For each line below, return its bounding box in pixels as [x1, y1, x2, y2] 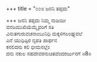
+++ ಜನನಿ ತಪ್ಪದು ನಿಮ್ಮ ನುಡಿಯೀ [6, 17, 66, 24]
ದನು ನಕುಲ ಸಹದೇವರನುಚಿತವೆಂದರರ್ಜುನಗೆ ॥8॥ [6, 50, 92, 57]
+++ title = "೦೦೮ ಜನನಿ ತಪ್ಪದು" [6, 5, 71, 12]
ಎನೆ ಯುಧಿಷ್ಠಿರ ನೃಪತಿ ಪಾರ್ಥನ [6, 37, 58, 44]
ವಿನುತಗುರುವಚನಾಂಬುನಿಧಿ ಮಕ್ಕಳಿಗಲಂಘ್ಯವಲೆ [6, 30, 83, 37]
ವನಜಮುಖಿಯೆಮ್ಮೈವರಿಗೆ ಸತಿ [6, 24, 54, 30]
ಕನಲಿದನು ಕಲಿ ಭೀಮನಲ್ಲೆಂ [6, 44, 50, 50]
